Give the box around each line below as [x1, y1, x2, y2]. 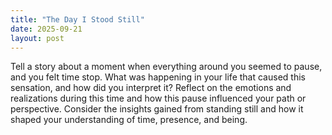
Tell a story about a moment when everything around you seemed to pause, [10, 61, 323, 73]
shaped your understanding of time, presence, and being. [10, 114, 248, 126]
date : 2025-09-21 [10, 24, 83, 34]
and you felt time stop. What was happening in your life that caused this [10, 71, 306, 83]
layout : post [10, 33, 65, 43]
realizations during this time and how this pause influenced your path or [10, 92, 307, 105]
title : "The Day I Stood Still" [10, 14, 145, 25]
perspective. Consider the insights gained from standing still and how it [10, 103, 304, 115]
